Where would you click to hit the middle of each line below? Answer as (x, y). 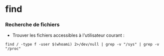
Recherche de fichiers (32, 25)
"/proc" (13, 49)
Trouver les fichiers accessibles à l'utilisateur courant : (68, 35)
